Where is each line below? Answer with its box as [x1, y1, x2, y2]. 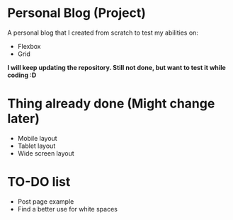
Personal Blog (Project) [7, 5, 147, 21]
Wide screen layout [17, 149, 74, 157]
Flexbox [17, 42, 41, 50]
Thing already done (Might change [7, 95, 215, 112]
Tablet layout [17, 141, 56, 150]
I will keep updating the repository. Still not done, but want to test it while [7, 63, 227, 71]
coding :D [7, 71, 37, 79]
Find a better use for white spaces [17, 204, 118, 213]
